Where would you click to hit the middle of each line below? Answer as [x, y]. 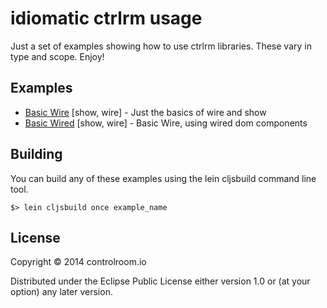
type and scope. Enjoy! [57, 56]
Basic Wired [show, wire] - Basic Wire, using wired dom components [166, 123]
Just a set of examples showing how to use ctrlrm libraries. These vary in [161, 46]
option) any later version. [61, 292]
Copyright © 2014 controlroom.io [78, 262]
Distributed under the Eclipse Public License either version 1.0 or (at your [160, 281]
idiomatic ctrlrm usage [106, 18]
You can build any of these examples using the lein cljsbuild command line [163, 178]
